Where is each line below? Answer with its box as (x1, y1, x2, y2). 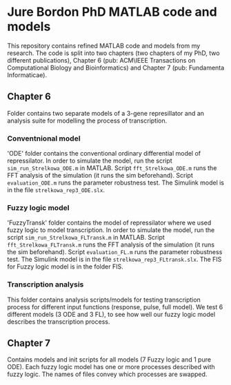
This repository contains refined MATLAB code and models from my (7, 41, 201, 50)
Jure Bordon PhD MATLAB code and (7, 4, 217, 20)
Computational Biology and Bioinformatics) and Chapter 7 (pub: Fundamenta (7, 63, 225, 72)
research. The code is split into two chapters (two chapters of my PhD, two (7, 49, 220, 57)
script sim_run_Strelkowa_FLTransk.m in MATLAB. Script (7, 233, 165, 242)
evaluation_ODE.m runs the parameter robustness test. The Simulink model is (7, 178, 224, 187)
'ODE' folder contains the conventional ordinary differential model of (7, 149, 201, 158)
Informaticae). (7, 70, 47, 79)
